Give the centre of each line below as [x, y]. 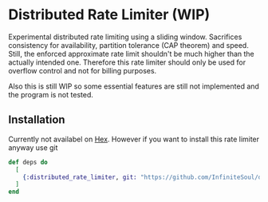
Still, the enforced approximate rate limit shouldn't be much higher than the [131, 53]
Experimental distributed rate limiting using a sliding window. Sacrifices [125, 37]
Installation [37, 120]
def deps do [28, 162]
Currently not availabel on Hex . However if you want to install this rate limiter [134, 139]
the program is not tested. [51, 94]
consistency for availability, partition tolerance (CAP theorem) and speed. [128, 45]
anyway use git [33, 147]
